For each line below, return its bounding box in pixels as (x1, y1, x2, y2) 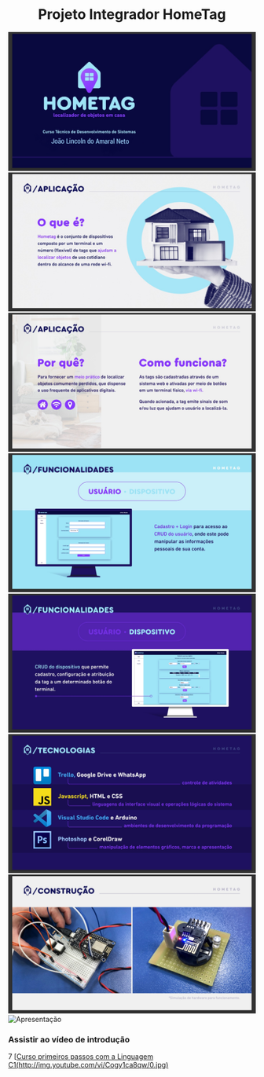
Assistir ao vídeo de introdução (8, 1034, 130, 1045)
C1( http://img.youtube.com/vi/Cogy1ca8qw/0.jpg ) (8, 1061, 169, 1070)
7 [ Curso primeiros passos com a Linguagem (8, 1052, 154, 1061)
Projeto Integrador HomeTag (38, 5, 226, 24)
